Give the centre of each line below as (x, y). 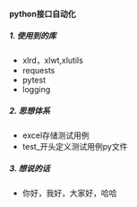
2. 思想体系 (30, 111)
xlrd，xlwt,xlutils (52, 60)
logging (36, 89)
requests (39, 70)
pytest (34, 80)
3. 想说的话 (30, 168)
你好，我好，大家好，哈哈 (69, 193)
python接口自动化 (43, 13)
